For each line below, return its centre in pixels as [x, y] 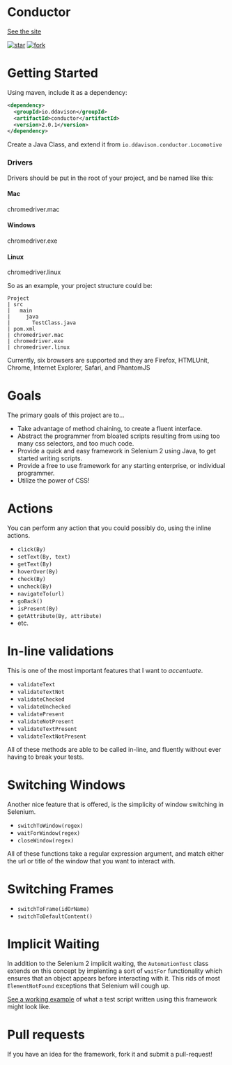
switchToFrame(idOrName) [53, 909]
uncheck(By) [34, 587]
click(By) [32, 550]
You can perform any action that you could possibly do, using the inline [109, 528]
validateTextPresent [47, 729]
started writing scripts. [49, 458]
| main [20, 311]
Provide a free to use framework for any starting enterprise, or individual [121, 466]
